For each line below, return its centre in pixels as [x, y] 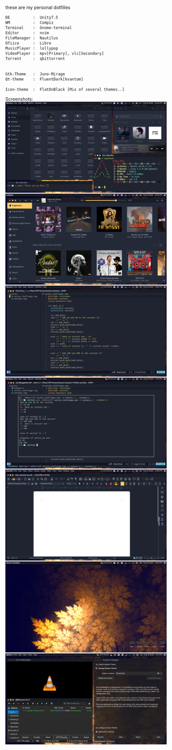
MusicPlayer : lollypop [32, 48]
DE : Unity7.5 [32, 17]
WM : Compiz [29, 23]
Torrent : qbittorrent [35, 59]
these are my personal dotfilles [38, 7]
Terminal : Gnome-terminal [39, 28]
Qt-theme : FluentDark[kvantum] [44, 79]
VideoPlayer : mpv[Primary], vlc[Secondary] [55, 53]
